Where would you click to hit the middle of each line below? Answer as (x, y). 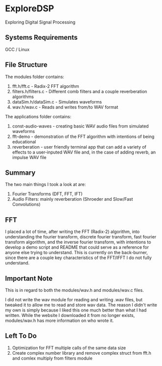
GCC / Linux (17, 49)
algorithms (23, 97)
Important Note (29, 278)
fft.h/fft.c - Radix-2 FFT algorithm (46, 86)
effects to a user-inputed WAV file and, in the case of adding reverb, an (84, 152)
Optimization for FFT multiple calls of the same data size (69, 348)
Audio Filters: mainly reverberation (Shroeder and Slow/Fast (72, 199)
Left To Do (21, 336)
